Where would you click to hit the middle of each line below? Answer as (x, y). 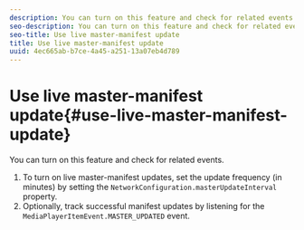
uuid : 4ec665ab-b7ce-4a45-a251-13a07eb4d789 (95, 52)
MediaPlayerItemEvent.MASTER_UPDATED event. (106, 216)
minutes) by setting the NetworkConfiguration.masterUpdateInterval (150, 187)
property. (40, 196)
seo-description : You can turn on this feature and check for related (145, 26)
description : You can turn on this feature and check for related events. (153, 18)
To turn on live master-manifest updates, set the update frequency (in (152, 177)
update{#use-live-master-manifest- (148, 115)
